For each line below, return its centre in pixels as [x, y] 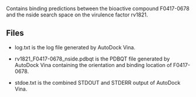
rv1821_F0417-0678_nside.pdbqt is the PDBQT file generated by [92, 59]
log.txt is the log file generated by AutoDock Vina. [75, 47]
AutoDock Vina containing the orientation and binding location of [93, 65]
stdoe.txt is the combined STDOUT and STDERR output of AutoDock [97, 82]
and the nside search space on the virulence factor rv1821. [77, 15]
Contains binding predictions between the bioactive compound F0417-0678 [98, 9]
